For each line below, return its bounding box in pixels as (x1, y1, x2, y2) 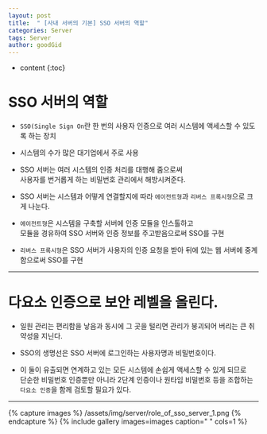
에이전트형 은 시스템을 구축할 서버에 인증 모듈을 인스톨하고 (19, 219, 194, 228)
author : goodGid (8, 41, 62, 49)
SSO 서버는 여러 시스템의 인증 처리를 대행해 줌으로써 (19, 165, 183, 175)
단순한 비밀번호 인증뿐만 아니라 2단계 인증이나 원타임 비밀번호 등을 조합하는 (19, 375, 253, 384)
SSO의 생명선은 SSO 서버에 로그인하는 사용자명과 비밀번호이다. (19, 348, 216, 358)
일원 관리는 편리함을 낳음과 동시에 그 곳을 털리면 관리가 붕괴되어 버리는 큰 (19, 321, 247, 331)
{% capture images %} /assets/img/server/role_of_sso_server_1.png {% (8, 409, 242, 417)
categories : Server (8, 26, 73, 34)
